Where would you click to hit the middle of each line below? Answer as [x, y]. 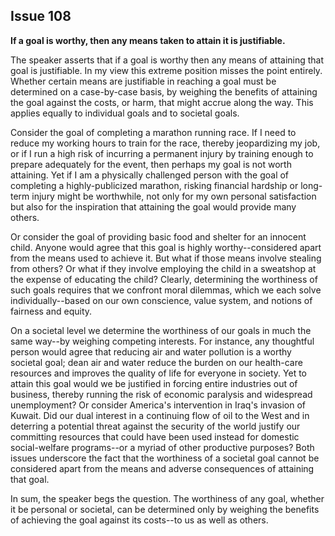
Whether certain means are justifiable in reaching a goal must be [143, 81]
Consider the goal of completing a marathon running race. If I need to [153, 132]
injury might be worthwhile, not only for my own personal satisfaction [174, 196]
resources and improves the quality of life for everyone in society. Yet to [159, 373]
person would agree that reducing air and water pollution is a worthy [151, 351]
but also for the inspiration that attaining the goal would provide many [153, 206]
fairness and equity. [51, 311]
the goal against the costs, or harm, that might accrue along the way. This [162, 102]
